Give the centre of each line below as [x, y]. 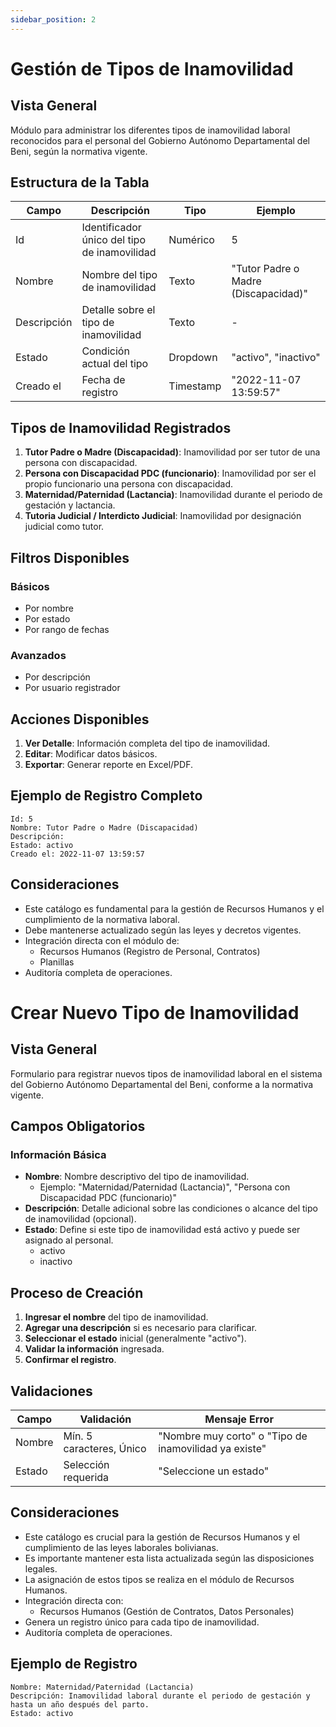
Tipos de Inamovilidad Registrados [121, 427]
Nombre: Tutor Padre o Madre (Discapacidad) [104, 827]
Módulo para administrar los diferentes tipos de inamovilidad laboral [150, 130]
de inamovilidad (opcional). [80, 1219]
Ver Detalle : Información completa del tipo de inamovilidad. [147, 743]
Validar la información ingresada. [94, 1349]
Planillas [57, 962]
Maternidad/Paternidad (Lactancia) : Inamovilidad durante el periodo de [173, 495]
